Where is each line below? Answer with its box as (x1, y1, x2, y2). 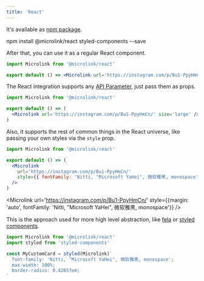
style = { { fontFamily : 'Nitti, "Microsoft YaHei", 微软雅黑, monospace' (17, 174, 199, 180)
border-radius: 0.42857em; (12, 268, 80, 274)
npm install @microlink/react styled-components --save (6, 37, 146, 44)
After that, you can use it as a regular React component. (6, 49, 146, 57)
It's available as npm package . (6, 26, 83, 33)
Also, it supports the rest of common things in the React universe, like (6, 128, 180, 135)
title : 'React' (6, 9, 45, 15)
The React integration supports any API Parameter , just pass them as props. (6, 83, 196, 90)
